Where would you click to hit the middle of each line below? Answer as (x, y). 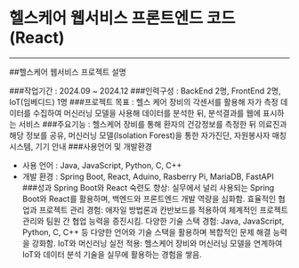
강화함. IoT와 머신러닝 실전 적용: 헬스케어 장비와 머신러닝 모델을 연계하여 (157, 243)
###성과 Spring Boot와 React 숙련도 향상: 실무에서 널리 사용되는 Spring (148, 187)
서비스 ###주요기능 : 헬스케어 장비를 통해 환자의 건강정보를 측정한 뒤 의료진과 (153, 124)
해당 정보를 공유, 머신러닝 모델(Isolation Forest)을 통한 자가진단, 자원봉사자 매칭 (148, 135)
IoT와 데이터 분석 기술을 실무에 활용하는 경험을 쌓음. (112, 254)
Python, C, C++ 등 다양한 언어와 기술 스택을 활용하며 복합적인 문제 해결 (146, 231)
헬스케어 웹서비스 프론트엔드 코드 (122, 18)
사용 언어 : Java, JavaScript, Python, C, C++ (102, 165)
